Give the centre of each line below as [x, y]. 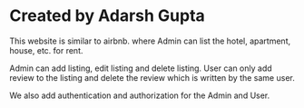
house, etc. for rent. [46, 50]
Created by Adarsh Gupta [108, 16]
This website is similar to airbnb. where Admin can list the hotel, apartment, [150, 41]
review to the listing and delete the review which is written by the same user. [152, 77]
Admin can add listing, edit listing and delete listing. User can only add [141, 68]
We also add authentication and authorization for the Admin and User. [140, 95]
